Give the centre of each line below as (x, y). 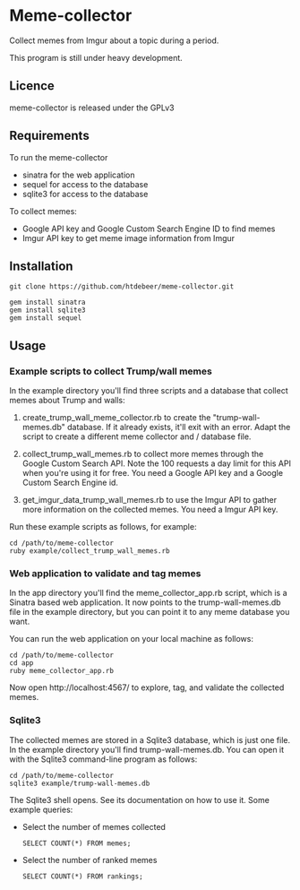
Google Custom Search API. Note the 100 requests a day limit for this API (156, 463)
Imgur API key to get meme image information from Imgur (129, 238)
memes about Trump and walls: (67, 401)
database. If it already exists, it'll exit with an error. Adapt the (179, 428)
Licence (32, 86)
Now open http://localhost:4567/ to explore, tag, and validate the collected (147, 687)
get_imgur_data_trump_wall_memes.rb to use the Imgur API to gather (150, 500)
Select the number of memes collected (94, 826)
